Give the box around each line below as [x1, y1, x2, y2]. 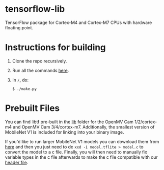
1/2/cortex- [134, 119, 157, 125]
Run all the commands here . [12, 67, 69, 73]
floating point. [5, 24, 33, 30]
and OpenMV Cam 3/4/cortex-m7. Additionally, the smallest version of [13, 124, 155, 130]
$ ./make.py [12, 86, 37, 91]
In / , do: [12, 77, 28, 83]
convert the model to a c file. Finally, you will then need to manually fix [5, 149, 147, 155]
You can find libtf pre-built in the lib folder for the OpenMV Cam [5, 119, 134, 125]
